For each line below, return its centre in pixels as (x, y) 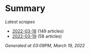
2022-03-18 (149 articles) (38, 31)
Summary (25, 8)
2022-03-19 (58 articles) (37, 36)
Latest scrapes (20, 22)
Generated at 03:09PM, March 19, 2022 (45, 45)
